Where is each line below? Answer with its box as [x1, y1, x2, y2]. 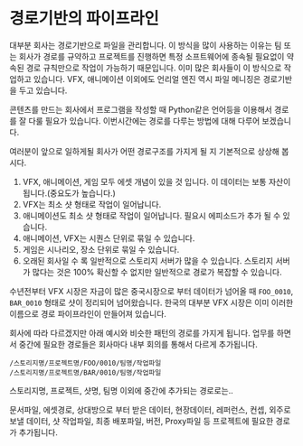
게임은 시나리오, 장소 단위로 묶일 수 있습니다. [22, 244, 180, 255]
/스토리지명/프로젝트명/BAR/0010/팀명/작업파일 [9, 367, 162, 377]
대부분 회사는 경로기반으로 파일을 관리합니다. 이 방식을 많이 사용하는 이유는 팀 [9, 40, 282, 51]
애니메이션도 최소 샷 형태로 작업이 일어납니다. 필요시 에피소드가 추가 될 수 [22, 209, 281, 221]
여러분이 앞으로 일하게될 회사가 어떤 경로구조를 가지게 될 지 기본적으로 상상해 [9, 145, 280, 156]
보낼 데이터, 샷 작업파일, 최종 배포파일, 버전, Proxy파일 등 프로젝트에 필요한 [9, 415, 274, 426]
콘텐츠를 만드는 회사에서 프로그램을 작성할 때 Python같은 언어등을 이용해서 [9, 104, 273, 115]
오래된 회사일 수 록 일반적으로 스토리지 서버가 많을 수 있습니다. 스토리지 [22, 255, 274, 266]
